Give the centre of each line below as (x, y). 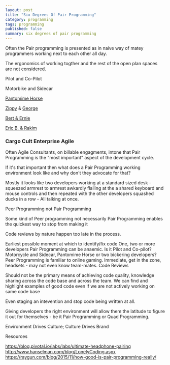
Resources (16, 336)
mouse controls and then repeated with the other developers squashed (79, 193)
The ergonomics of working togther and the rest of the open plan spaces (81, 63)
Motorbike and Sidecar (29, 89)
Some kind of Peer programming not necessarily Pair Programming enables (84, 219)
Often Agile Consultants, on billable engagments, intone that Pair (73, 152)
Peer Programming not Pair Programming (48, 209)
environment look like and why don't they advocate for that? (68, 173)
